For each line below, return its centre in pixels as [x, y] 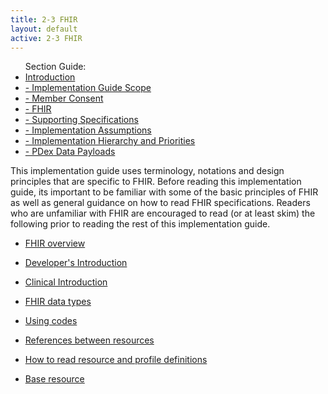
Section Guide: [55, 67]
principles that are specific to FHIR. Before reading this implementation [156, 182]
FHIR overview [55, 243]
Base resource [54, 379]
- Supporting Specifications [81, 120]
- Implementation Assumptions [88, 130]
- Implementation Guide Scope [88, 88]
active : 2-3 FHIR [46, 38]
